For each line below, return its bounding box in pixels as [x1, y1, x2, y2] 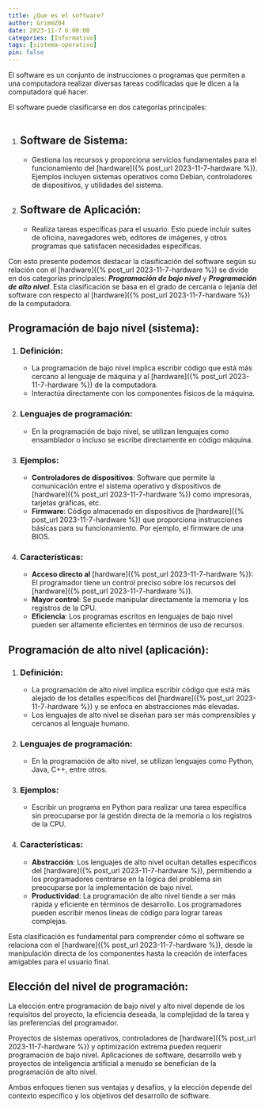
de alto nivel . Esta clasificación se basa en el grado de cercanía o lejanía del [8, 282, 258, 291]
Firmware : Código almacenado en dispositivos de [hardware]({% [31, 506, 244, 516]
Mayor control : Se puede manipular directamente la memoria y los [31, 595, 249, 604]
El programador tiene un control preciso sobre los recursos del [31, 578, 236, 588]
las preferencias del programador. [8, 1018, 119, 1027]
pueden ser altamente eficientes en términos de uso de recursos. [31, 620, 245, 630]
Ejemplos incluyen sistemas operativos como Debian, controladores [31, 171, 253, 181]
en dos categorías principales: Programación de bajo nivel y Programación [8, 273, 257, 282]
